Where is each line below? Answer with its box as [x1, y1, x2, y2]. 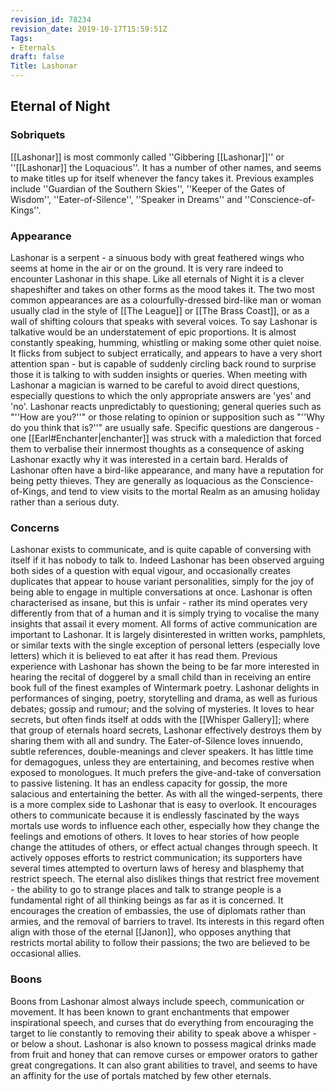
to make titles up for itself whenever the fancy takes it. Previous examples [10, 172, 315, 184]
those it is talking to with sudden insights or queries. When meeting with [10, 368, 308, 380]
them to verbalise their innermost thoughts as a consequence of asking [10, 442, 305, 455]
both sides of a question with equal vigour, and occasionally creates [10, 565, 291, 577]
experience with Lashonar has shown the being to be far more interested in [10, 661, 320, 673]
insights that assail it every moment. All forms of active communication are [10, 618, 318, 630]
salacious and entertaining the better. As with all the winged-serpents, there [10, 788, 323, 800]
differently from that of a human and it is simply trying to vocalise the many [10, 607, 320, 620]
